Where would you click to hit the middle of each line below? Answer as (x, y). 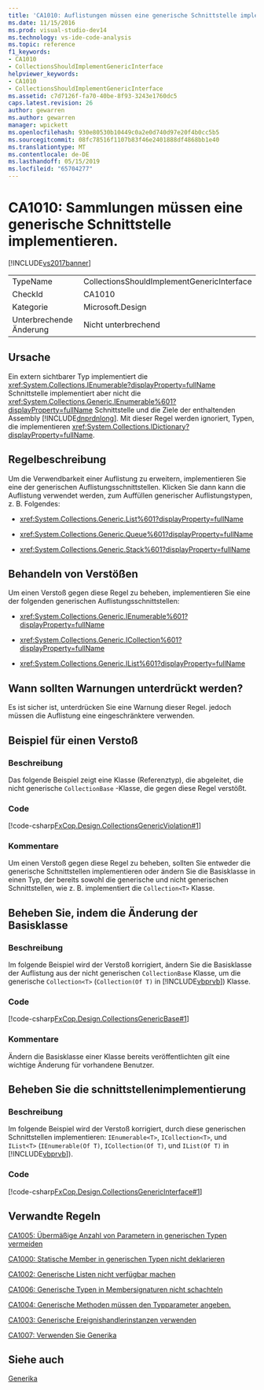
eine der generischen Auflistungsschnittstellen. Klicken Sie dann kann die (127, 487)
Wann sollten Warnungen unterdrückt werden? (126, 688)
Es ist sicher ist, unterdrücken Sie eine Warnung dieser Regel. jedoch (120, 708)
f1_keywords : (29, 52)
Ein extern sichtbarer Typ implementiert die (78, 376)
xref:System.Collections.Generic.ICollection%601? (101, 640)
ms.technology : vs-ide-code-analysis (70, 37)
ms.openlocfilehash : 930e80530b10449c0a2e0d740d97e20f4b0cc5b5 (114, 132)
